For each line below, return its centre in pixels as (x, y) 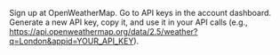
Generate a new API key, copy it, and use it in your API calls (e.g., (128, 22)
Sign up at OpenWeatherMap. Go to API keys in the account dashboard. (140, 13)
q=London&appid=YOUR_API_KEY (72, 41)
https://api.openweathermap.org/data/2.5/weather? (104, 31)
